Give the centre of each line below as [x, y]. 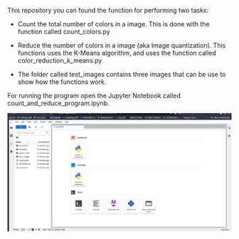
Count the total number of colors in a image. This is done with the [113, 24]
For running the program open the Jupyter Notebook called [94, 96]
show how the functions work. [62, 82]
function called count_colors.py [64, 32]
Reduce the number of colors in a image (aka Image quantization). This [122, 45]
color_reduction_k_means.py [60, 60]
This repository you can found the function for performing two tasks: [108, 10]
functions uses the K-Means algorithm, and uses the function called [117, 53]
